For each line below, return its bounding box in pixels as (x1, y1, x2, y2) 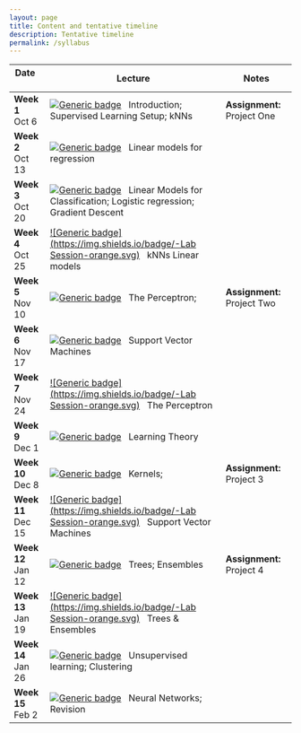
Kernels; (128, 467, 163, 480)
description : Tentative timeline (9, 30, 134, 39)
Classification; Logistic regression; (49, 195, 194, 207)
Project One (225, 109, 276, 122)
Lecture (116, 73, 150, 85)
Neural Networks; (128, 692, 202, 704)
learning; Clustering (49, 660, 133, 673)
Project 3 (225, 473, 264, 485)
